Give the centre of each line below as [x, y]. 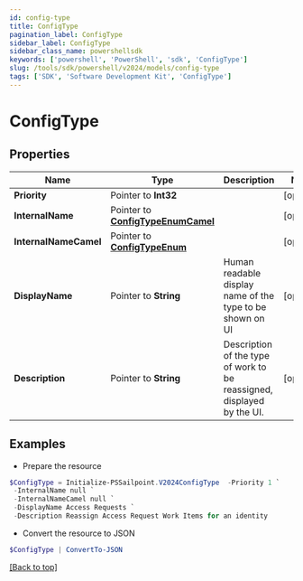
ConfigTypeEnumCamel [162, 220]
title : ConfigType [44, 26]
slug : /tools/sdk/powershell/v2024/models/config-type [115, 69]
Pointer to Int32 [144, 195]
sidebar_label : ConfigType [60, 43]
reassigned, [248, 389]
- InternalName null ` [54, 491]
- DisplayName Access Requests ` [74, 508]
